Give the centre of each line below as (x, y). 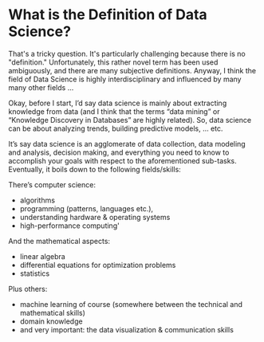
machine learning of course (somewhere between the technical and (131, 304)
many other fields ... (41, 87)
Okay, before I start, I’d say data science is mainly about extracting (118, 103)
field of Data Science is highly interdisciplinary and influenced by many (125, 79)
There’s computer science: (52, 184)
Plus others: (28, 289)
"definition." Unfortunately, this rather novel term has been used (113, 62)
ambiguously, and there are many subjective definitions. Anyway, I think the (132, 70)
